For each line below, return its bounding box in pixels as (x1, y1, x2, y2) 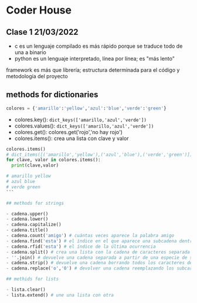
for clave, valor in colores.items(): (6, 157, 101, 163)
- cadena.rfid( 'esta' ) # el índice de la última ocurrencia (6, 244, 157, 249)
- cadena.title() (6, 227, 49, 233)
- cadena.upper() (6, 211, 49, 217)
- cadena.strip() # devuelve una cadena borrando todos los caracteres (6, 260, 185, 266)
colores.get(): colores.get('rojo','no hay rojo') (14, 128, 123, 135)
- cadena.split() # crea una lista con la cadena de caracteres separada (6, 249, 191, 255)
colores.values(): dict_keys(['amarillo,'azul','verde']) (14, 122, 154, 129)
